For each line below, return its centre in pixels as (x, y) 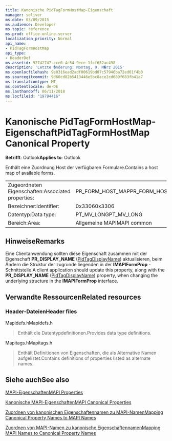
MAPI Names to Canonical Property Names (51, 433)
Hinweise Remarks (35, 241)
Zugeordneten (25, 185)
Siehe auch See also (37, 380)
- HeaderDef (18, 58)
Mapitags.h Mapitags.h (29, 343)
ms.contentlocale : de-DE (32, 86)
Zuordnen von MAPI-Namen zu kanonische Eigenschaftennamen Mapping (83, 428)
